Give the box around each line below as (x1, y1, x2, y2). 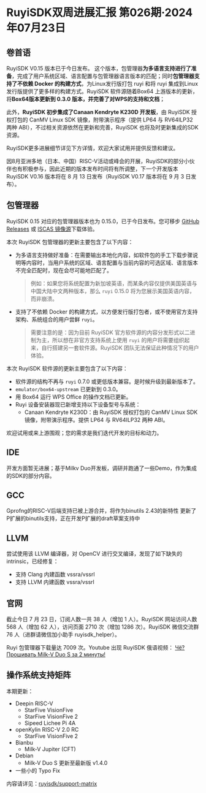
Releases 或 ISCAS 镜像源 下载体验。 (6, 225, 98, 232)
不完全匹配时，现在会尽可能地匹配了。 (15, 266, 112, 274)
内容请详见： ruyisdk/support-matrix (6, 780, 97, 787)
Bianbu (15, 738, 34, 746)
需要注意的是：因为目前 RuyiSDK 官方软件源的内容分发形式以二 (30, 329, 190, 336)
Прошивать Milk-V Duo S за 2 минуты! (6, 651, 106, 658)
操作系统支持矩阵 (6, 670, 71, 681)
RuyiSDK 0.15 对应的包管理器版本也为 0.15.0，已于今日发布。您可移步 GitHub (6, 217, 200, 224)
